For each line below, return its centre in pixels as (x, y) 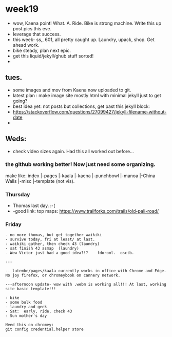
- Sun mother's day (26, 316)
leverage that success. (37, 34)
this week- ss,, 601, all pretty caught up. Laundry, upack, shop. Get (84, 40)
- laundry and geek (26, 307)
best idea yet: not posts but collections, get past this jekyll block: (81, 106)
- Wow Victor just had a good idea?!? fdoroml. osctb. (70, 253)
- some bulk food (24, 303)
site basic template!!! (31, 289)
